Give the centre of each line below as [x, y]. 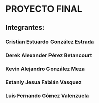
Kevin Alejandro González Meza [45, 69]
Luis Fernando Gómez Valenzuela [47, 96]
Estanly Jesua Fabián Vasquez [43, 82]
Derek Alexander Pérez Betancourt [49, 55]
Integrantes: [25, 28]
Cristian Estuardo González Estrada [50, 42]
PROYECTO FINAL [44, 9]
